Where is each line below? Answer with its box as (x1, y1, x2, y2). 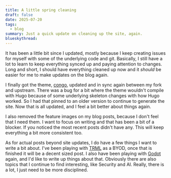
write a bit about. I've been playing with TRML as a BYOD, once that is (5, 145, 152, 151)
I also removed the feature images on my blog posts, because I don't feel (5, 113, 159, 119)
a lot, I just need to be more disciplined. (5, 167, 88, 173)
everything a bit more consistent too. (5, 129, 83, 136)
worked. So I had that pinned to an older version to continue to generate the (5, 98, 165, 104)
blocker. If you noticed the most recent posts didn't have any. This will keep (5, 124, 164, 130)
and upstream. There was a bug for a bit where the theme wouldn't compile (5, 87, 164, 93)
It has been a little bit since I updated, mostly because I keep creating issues (5, 50, 166, 56)
